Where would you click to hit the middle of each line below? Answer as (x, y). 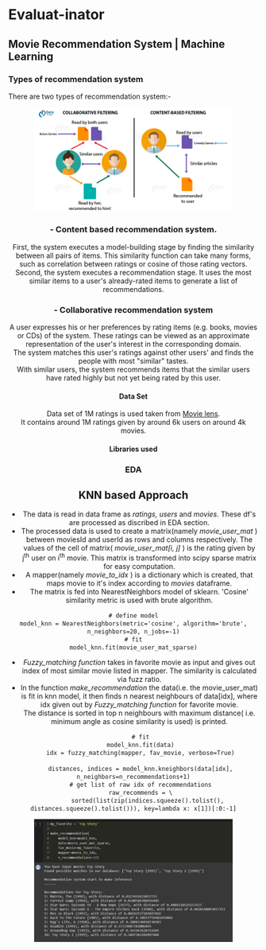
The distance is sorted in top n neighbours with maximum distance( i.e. (139, 713)
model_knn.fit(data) (141, 746)
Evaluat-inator (56, 15)
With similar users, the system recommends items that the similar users (133, 369)
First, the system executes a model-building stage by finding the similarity (133, 247)
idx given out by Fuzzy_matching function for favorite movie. (139, 705)
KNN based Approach (133, 495)
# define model (133, 616)
